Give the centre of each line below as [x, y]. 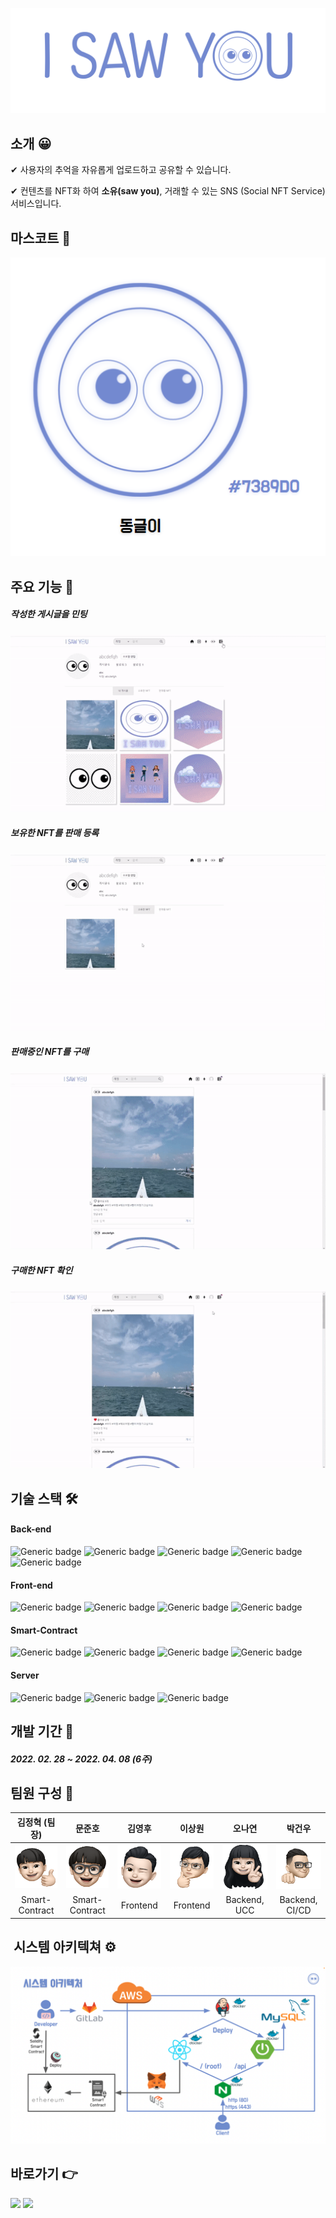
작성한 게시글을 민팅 [49, 614]
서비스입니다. [36, 204]
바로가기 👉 [44, 2174]
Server [25, 1675]
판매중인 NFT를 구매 [50, 1052]
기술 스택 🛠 [44, 1498]
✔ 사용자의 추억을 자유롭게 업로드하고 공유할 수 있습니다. [121, 170]
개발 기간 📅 [42, 1731]
